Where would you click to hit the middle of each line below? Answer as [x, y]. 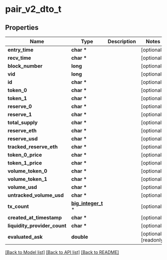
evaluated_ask [25, 237]
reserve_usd [23, 139]
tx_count [18, 206]
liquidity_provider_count [37, 226]
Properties [22, 28]
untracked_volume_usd [36, 195]
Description [122, 42]
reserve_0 [20, 106]
